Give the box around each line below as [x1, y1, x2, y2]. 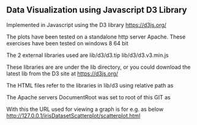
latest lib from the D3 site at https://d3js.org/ [6, 70, 118, 77]
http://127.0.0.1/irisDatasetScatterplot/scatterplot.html [6, 112, 141, 119]
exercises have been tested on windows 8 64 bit [6, 39, 128, 47]
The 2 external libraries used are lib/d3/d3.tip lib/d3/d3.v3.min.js [6, 51, 169, 59]
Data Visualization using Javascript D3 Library [6, 5, 187, 15]
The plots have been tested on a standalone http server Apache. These [6, 33, 186, 40]
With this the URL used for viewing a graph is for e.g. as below [6, 105, 164, 113]
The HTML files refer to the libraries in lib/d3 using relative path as [6, 81, 174, 89]
